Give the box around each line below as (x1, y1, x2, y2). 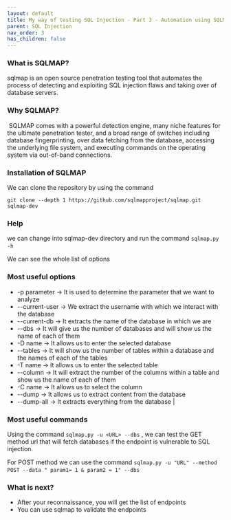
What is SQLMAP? (7, 58, 69, 68)
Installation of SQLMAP (7, 168, 87, 177)
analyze (16, 295, 40, 303)
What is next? (7, 482, 54, 492)
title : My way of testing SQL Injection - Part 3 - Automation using (7, 17, 211, 23)
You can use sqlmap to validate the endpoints (16, 506, 146, 514)
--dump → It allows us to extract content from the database (16, 390, 186, 398)
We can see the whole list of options (7, 255, 110, 263)
